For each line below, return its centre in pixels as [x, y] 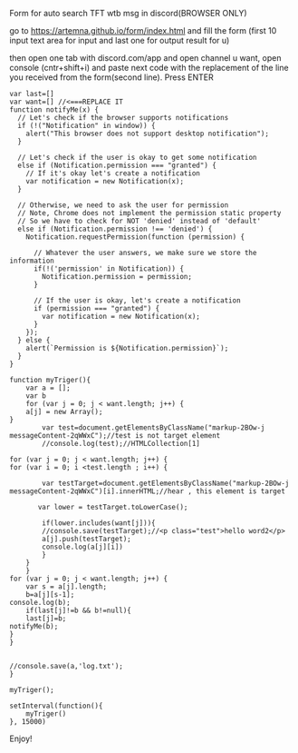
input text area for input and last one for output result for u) [120, 40]
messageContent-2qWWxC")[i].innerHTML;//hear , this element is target [147, 491]
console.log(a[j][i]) [83, 547]
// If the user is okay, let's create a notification [137, 301]
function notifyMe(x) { [54, 110]
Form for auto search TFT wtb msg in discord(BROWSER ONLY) [128, 13]
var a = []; [48, 388]
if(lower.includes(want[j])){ [99, 523]
